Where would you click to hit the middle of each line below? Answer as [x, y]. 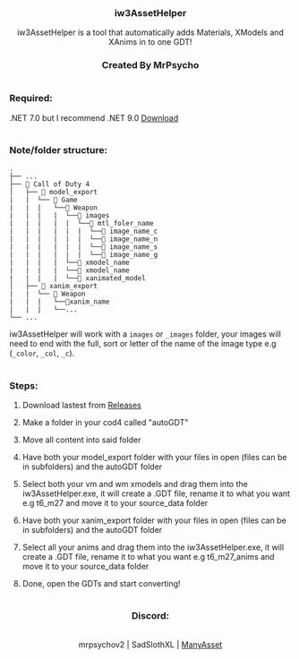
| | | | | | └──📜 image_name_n [84, 239]
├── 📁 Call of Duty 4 [50, 184]
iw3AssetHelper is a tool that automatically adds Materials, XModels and [150, 32]
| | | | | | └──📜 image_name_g [84, 255]
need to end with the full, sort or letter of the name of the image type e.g [143, 344]
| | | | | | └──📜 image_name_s [84, 247]
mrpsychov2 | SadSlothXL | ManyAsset [150, 645]
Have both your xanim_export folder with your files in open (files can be [154, 520]
